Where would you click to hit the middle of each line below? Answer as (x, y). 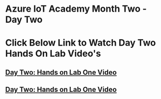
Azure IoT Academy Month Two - (76, 9)
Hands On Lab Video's (53, 54)
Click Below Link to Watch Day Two (80, 43)
